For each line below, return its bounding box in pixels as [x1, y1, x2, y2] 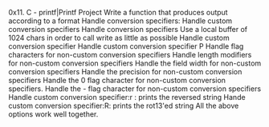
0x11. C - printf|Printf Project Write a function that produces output [8, 8, 228, 17]
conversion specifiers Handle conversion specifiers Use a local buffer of [8, 25, 248, 34]
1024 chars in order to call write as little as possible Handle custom [8, 33, 230, 42]
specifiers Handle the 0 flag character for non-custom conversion [8, 76, 226, 85]
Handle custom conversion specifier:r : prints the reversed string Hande [8, 93, 247, 101]
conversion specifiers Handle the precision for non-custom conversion [8, 67, 243, 76]
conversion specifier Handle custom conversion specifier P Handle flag [8, 42, 244, 51]
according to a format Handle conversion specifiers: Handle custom [8, 16, 233, 26]
